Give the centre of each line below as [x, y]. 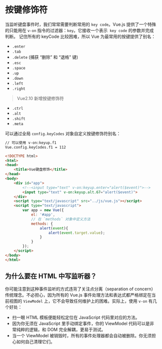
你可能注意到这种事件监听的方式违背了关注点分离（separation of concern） [80, 289]
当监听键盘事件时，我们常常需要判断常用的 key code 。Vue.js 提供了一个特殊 [81, 24]
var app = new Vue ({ [43, 210]
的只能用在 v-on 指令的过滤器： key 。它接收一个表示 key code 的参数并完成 [80, 30]
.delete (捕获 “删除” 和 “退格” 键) [45, 57]
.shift [19, 119]
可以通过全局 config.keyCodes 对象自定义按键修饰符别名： [63, 133]
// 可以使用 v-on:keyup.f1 [31, 143]
